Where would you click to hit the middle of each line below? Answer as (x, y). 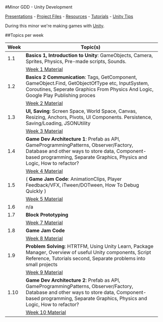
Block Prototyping (47, 215)
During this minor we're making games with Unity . (55, 26)
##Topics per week (24, 35)
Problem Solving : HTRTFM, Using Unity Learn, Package (90, 246)
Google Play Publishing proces (61, 95)
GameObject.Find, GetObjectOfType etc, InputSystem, (88, 83)
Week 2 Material (44, 103)
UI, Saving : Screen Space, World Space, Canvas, (81, 111)
